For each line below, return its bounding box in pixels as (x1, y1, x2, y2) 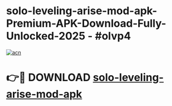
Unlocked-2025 (6, 30, 86, 43)
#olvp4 (94, 30, 132, 43)
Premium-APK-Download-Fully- (6, 17, 167, 30)
